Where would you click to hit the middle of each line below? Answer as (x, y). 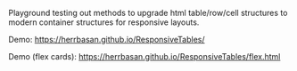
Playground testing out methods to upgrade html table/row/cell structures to (148, 13)
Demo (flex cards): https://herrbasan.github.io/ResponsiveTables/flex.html (144, 56)
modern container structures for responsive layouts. (104, 22)
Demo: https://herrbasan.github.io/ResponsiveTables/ (107, 39)
